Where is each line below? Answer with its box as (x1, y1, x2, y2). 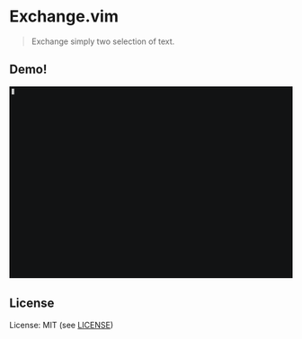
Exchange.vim (9, 6, 119, 27)
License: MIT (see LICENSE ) (9, 319, 114, 330)
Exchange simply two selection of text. (31, 36, 175, 47)
